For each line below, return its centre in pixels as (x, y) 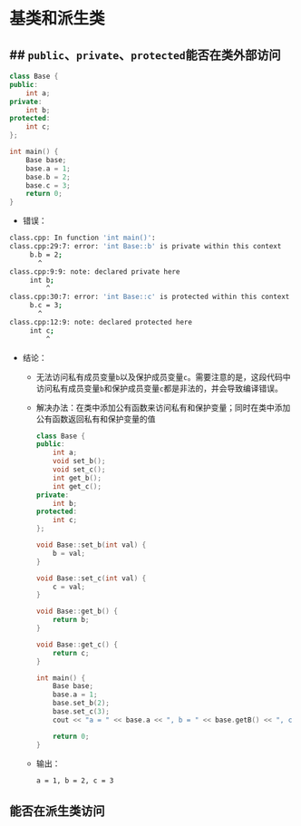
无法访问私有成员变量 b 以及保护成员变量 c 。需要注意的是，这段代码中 (163, 376)
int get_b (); (78, 478)
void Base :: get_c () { (77, 645)
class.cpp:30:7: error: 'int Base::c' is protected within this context (150, 297)
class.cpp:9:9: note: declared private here (95, 272)
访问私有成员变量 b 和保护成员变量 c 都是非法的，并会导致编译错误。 (159, 388)
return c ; (71, 653)
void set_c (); (79, 470)
